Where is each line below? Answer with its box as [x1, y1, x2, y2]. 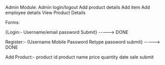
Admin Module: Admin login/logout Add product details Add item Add [5, 5, 150, 10]
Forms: [5, 20, 20, 25]
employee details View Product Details [5, 10, 86, 16]
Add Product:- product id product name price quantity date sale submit [5, 54, 154, 60]
